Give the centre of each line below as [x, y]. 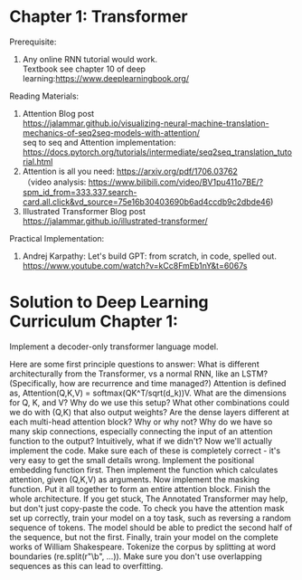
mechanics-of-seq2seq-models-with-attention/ [111, 132]
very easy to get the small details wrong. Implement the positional [132, 460]
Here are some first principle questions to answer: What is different [134, 364]
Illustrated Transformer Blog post [84, 211]
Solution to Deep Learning [109, 303]
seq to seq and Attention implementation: [99, 142]
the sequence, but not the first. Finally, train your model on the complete [144, 537]
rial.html [38, 161]
